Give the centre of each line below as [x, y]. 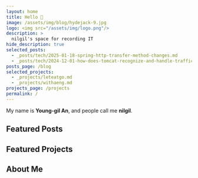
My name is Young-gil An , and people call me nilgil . [69, 110]
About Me [24, 169]
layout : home [22, 11]
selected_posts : [26, 50]
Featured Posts [34, 129]
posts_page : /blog [29, 66]
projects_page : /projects [38, 88]
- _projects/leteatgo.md [42, 77]
